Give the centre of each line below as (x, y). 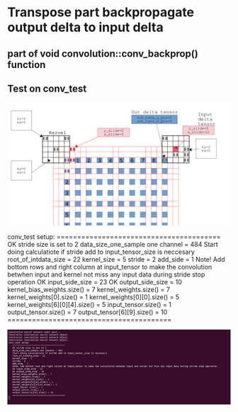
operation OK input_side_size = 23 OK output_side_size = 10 (95, 282)
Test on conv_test (47, 88)
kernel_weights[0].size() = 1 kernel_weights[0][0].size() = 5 (93, 297)
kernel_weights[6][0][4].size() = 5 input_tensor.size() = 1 (90, 304)
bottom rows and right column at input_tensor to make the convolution (110, 267)
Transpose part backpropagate (101, 12)
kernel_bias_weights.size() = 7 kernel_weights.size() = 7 (89, 289)
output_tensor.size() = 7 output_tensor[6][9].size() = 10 (87, 312)
